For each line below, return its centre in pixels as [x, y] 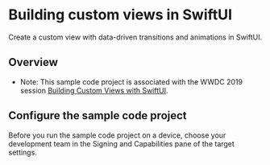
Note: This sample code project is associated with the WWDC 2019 [131, 81]
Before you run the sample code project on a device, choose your [117, 135]
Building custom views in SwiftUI [120, 15]
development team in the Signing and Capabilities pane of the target [122, 143]
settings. [23, 152]
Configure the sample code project [98, 115]
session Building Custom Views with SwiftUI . [94, 90]
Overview [33, 62]
